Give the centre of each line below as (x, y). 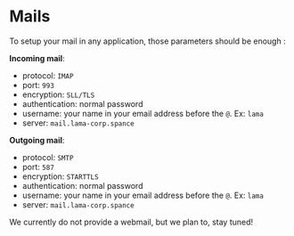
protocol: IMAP (48, 75)
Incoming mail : (37, 58)
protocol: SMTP (48, 157)
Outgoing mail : (37, 140)
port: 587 (38, 167)
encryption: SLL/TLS (58, 94)
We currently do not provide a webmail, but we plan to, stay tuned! (131, 222)
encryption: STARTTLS (61, 176)
